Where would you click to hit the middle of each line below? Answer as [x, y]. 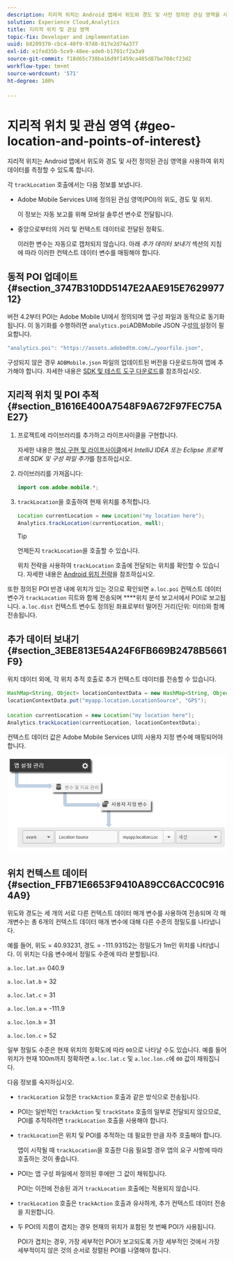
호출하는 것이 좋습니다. [48, 1159]
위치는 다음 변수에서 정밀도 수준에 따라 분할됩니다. [91, 954]
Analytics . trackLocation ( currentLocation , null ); [91, 523]
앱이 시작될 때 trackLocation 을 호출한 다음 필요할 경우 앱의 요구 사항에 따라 [120, 1150]
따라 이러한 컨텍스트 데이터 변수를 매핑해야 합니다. [93, 253]
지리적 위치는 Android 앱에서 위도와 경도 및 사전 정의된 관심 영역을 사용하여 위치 [116, 161]
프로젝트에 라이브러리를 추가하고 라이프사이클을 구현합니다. [97, 435]
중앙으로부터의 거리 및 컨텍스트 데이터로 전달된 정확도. [91, 229]
